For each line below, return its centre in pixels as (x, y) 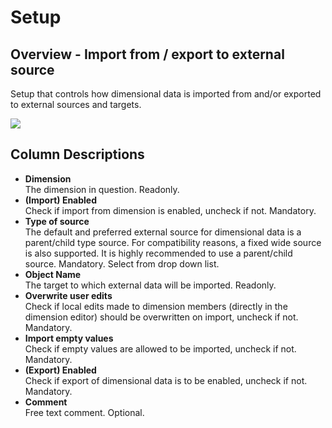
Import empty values (69, 338)
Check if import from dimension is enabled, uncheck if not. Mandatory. (170, 210)
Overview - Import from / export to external (147, 54)
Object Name (53, 274)
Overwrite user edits (68, 295)
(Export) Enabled (60, 370)
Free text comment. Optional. (84, 412)
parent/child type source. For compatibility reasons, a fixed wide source (173, 242)
